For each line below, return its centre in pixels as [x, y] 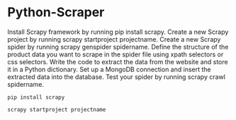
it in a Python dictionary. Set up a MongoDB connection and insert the [109, 69]
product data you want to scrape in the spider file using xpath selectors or [116, 54]
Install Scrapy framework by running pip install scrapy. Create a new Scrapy [118, 32]
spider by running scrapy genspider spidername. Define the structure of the [118, 47]
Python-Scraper [56, 12]
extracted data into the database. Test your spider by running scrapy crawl [116, 77]
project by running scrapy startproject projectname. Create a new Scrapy [114, 39]
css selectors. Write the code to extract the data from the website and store [118, 61]
